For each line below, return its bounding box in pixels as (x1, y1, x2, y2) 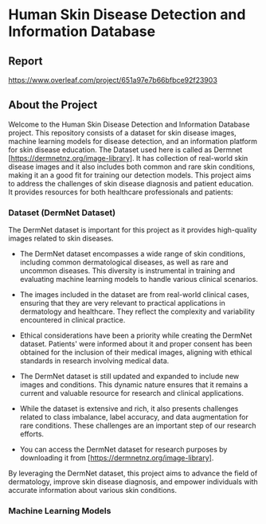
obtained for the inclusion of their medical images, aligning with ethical (19, 348, 252, 358)
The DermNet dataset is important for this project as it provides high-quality (8, 225, 257, 235)
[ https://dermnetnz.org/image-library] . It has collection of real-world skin (8, 153, 248, 162)
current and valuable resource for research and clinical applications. (19, 389, 244, 398)
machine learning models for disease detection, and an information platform (8, 136, 257, 146)
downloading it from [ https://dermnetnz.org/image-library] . (19, 453, 214, 463)
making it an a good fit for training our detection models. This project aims (8, 170, 252, 180)
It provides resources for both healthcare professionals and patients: (8, 187, 233, 197)
